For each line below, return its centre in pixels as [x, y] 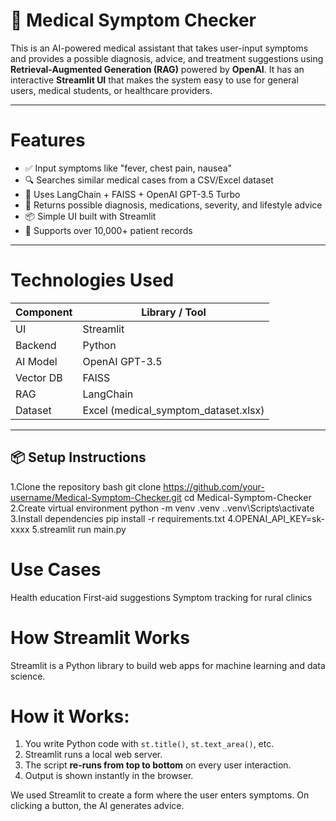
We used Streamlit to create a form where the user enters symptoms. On [160, 795]
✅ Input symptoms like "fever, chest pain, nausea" [128, 168]
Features [48, 140]
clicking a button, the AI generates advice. [97, 806]
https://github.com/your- [214, 486]
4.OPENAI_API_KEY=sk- [276, 518]
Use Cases [56, 569]
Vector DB [39, 377]
